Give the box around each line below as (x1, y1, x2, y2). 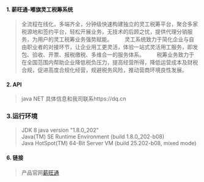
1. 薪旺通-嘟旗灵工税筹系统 (6, 6, 73, 13)
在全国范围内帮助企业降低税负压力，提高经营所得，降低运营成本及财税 (21, 59, 199, 66)
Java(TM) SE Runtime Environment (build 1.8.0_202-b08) (21, 132, 165, 140)
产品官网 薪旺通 (21, 169, 59, 176)
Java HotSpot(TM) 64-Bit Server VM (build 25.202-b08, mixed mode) (21, 139, 197, 146)
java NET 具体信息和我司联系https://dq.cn (21, 95, 126, 102)
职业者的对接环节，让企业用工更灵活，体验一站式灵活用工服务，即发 (26, 44, 199, 51)
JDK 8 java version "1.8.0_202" (21, 126, 99, 134)
